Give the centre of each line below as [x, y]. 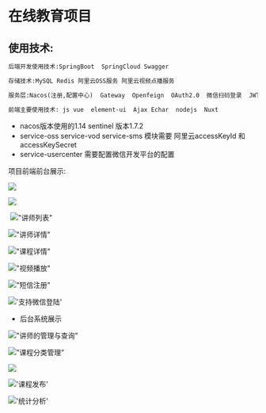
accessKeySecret [48, 144]
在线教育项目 [50, 16]
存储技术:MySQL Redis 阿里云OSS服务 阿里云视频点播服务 [91, 81]
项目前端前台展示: [37, 170]
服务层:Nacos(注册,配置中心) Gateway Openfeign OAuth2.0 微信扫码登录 [125, 95]
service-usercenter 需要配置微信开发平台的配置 [97, 154]
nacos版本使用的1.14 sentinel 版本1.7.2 [82, 126]
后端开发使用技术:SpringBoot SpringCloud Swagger [89, 67]
